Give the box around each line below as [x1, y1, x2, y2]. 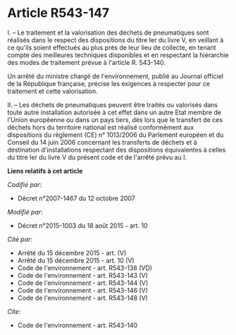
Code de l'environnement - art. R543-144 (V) [17, 279, 149, 287]
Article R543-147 [7, 5, 110, 21]
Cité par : [7, 235, 33, 243]
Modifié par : [7, 207, 44, 216]
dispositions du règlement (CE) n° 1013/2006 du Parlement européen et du [7, 130, 224, 139]
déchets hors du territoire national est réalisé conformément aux [7, 123, 194, 131]
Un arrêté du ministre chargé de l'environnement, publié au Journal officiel [7, 72, 224, 80]
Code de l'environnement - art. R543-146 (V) [17, 286, 148, 294]
